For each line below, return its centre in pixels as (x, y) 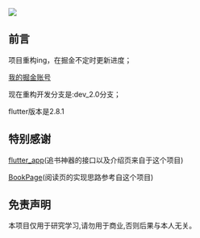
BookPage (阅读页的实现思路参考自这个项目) (81, 177)
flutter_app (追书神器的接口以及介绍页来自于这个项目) (96, 160)
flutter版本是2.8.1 (36, 111)
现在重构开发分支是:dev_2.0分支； (65, 94)
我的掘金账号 (29, 77)
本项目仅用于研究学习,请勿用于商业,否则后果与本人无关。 (102, 226)
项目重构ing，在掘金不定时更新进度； (70, 59)
